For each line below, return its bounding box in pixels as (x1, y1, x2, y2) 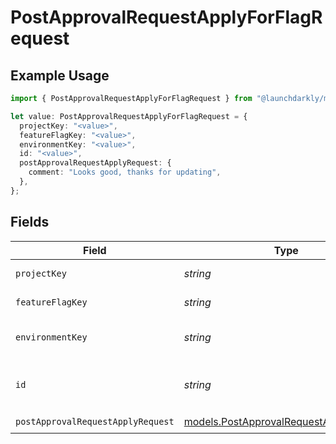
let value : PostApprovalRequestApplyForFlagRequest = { (10, 111, 248, 121)
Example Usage (10, 67, 110, 84)
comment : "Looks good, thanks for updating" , (28, 167, 222, 178)
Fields (10, 214, 50, 231)
